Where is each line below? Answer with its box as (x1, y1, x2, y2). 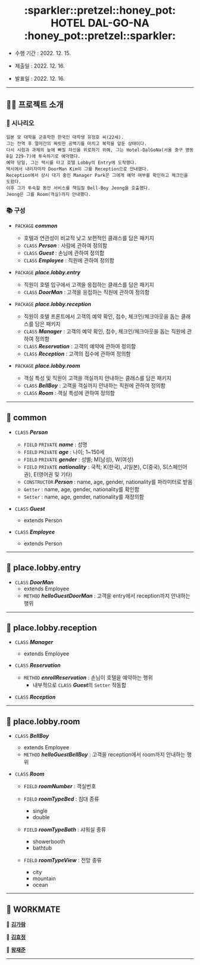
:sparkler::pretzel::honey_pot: (24, 4, 176, 17)
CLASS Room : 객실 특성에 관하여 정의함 (23, 389, 115, 396)
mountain (32, 875, 56, 882)
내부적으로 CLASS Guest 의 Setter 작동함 (32, 682, 127, 689)
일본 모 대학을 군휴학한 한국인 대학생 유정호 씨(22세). (6, 134, 124, 140)
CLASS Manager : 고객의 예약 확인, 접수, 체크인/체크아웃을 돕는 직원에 (23, 327, 186, 335)
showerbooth (32, 838, 65, 845)
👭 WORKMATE (6, 904, 61, 914)
